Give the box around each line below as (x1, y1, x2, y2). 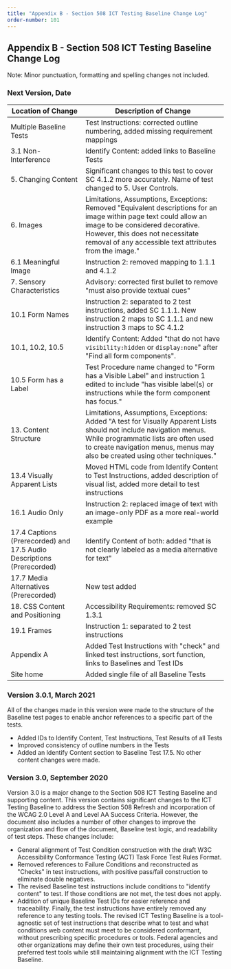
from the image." (85, 246, 140, 256)
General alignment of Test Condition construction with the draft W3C (16, 846, 212, 854)
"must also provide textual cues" (85, 285, 190, 295)
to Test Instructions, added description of (85, 470, 219, 480)
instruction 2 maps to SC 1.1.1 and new (85, 314, 214, 324)
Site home (10, 669, 43, 679)
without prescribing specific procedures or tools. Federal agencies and (16, 934, 219, 942)
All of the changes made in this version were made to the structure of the (7, 705, 214, 713)
